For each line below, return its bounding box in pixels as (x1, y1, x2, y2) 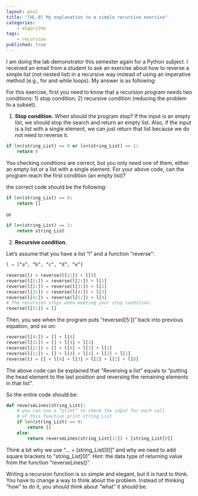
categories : (6, 20, 35, 26)
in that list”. (6, 379, 34, 386)
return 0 (17, 148, 38, 154)
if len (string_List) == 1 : (6, 222, 73, 228)
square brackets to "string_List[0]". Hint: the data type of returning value (6, 452, 183, 460)
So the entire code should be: (6, 391, 78, 398)
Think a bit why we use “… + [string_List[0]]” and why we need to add (6, 446, 176, 453)
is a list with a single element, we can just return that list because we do (14, 125, 190, 132)
